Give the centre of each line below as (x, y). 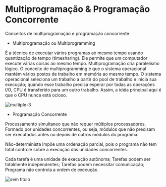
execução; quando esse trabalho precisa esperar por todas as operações (80, 84)
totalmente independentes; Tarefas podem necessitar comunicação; (75, 164)
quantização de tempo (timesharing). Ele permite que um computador (76, 58)
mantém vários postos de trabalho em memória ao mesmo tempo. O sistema (83, 74)
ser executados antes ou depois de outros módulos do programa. (72, 134)
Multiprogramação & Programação (78, 9)
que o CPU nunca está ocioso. (36, 95)
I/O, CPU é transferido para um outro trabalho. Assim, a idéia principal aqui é (83, 90)
